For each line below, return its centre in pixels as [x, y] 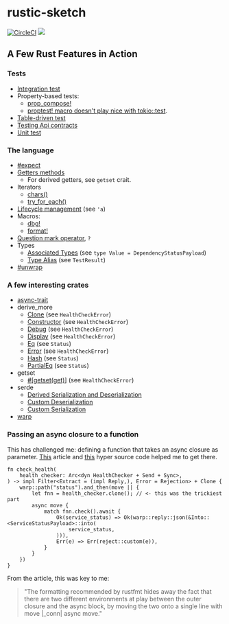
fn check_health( [32, 469]
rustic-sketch [47, 13]
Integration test [38, 89]
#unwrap [30, 267]
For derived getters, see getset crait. [79, 179]
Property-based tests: [48, 96]
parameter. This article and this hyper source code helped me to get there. [112, 457]
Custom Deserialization [60, 402]
